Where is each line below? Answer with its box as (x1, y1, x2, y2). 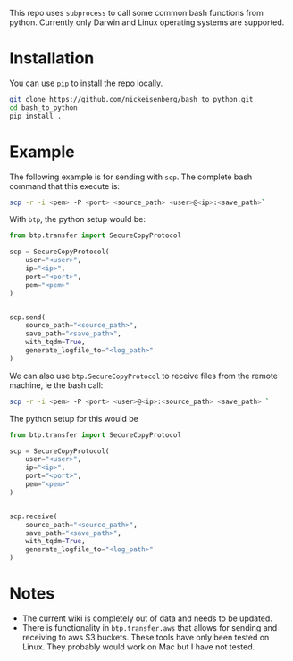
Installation (9, 48, 95, 69)
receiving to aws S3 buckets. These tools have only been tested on (21, 632, 270, 642)
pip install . (9, 112, 63, 120)
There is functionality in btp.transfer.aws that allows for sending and (21, 622, 278, 632)
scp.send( (9, 312, 46, 322)
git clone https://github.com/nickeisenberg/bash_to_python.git (9, 95, 254, 103)
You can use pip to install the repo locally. (9, 78, 163, 88)
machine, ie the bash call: (9, 379, 104, 391)
